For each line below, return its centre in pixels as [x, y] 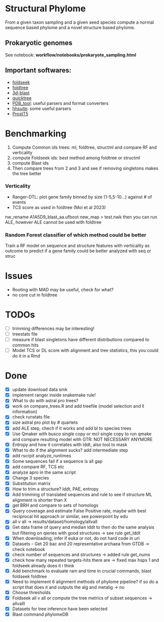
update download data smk [40, 389]
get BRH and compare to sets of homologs [55, 505]
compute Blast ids [30, 163]
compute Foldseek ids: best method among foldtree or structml [76, 158]
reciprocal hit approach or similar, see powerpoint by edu [70, 517]
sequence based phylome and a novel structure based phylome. [70, 27]
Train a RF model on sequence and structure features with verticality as [77, 246]
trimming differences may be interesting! [53, 328]
